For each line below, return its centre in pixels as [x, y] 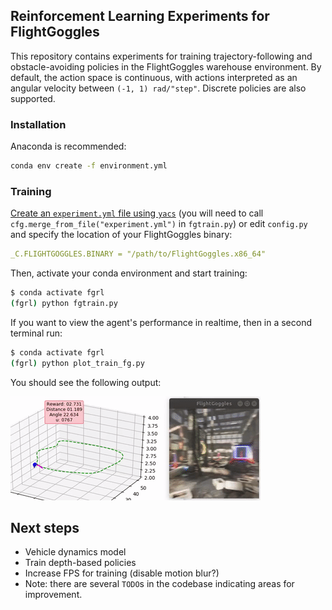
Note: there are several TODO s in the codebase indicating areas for [159, 584]
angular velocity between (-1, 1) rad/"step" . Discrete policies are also [158, 88]
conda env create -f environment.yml [89, 166]
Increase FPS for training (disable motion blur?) [122, 573]
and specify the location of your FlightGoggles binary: [121, 235]
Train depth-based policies [80, 563]
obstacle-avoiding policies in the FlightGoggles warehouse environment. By [166, 66]
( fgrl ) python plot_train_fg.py [77, 363]
